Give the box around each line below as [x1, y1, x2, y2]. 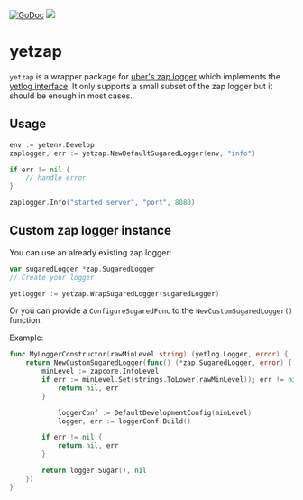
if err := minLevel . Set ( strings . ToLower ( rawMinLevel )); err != [41, 375, 284, 384]
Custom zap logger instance [9, 223, 171, 238]
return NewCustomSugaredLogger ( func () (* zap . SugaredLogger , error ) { [25, 358, 293, 367]
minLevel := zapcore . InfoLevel [41, 366, 160, 376]
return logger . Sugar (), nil [41, 466, 147, 476]
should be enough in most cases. [9, 90, 133, 101]
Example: [9, 332, 44, 343]
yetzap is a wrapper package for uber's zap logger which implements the [9, 70, 281, 81]
